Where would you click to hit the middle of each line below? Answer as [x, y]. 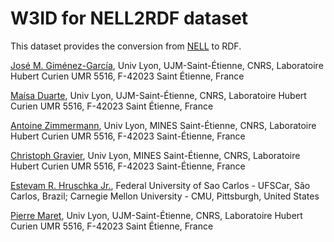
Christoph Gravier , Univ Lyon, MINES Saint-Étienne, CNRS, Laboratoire [155, 155]
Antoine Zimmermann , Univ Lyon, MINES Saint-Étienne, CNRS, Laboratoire [163, 125]
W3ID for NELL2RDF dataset [129, 18]
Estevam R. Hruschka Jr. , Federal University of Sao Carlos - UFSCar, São [160, 185]
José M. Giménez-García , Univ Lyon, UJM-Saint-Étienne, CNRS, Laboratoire [167, 65]
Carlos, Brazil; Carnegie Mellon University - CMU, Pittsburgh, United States [165, 196]
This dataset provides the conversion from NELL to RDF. [126, 46]
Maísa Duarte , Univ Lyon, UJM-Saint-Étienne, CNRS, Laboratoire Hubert [158, 95]
